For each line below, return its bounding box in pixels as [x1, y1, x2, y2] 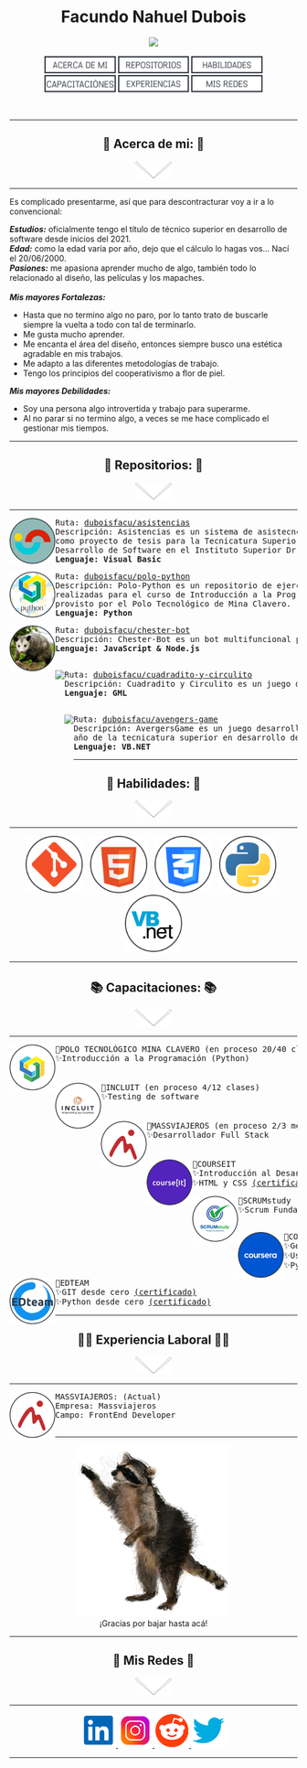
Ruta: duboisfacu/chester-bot [55, 625, 191, 635]
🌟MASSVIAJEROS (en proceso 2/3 [146, 1120, 287, 1131]
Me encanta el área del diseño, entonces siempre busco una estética [22, 338, 283, 349]
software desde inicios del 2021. [9, 233, 132, 244]
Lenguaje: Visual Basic [55, 553, 162, 564]
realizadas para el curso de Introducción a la [55, 589, 272, 600]
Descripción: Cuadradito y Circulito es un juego [64, 679, 291, 689]
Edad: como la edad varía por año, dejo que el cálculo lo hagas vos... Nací [9, 242, 290, 253]
